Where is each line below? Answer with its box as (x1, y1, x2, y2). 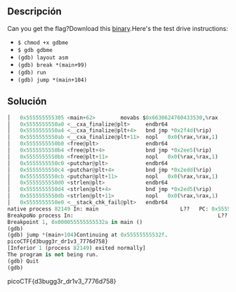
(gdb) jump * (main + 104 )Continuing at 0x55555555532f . (7, 232, 169, 239)
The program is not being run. (7, 251, 99, 258)
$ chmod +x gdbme (17, 39, 69, 46)
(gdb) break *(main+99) (17, 61, 88, 69)
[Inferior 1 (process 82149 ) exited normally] (7, 245, 146, 252)
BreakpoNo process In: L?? (7, 212, 228, 219)
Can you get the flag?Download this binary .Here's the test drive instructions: (7, 24, 228, 32)
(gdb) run (17, 69, 47, 76)
